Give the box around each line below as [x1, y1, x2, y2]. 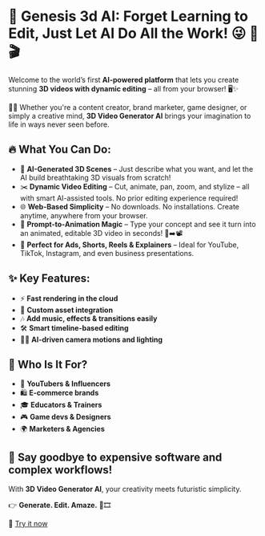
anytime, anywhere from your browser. [19, 210, 148, 220]
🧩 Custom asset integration [19, 305, 114, 315]
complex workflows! [8, 463, 113, 477]
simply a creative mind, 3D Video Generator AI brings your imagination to [8, 111, 251, 120]
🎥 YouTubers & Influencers [19, 379, 110, 388]
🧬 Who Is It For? [8, 357, 88, 372]
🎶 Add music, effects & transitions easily [19, 313, 158, 323]
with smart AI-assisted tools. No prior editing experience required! [19, 193, 239, 203]
